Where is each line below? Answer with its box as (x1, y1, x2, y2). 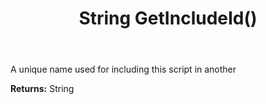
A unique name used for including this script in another (10, 63, 237, 76)
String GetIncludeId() (78, 7, 258, 30)
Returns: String (10, 83, 75, 95)
